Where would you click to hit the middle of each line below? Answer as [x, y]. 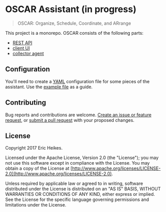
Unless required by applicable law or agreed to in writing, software [74, 184]
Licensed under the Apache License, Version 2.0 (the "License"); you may [82, 158]
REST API [22, 43]
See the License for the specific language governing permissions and [77, 199]
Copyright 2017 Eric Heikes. [34, 148]
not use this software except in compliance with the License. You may [77, 163]
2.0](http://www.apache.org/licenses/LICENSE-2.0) [59, 174]
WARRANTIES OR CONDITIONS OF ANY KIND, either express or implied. [80, 194]
